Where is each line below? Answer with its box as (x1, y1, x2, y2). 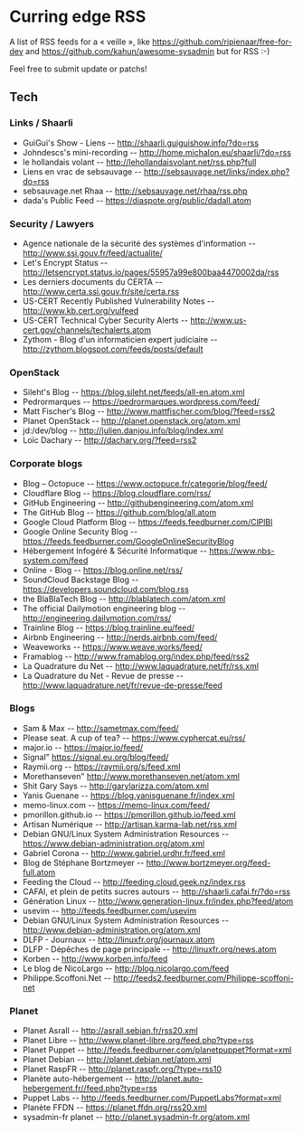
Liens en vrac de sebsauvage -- (22, 165, 142, 177)
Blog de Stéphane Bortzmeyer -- (22, 857, 145, 868)
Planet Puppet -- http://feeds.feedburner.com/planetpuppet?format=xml (22, 1044, 292, 1055)
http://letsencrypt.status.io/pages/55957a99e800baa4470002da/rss (22, 267, 279, 278)
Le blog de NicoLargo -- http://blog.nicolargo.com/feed (22, 963, 230, 974)
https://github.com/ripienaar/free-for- (152, 36, 292, 47)
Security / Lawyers (9, 217, 95, 230)
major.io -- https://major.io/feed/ (22, 741, 144, 752)
